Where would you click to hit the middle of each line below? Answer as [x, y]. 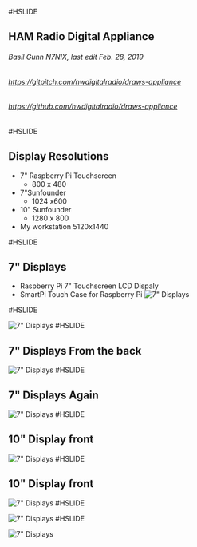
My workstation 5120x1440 [64, 226]
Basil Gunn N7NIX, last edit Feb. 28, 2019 [76, 57]
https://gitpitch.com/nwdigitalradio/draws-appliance [95, 81]
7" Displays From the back [75, 351]
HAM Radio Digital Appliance [81, 36]
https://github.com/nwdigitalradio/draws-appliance [93, 106]
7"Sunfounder [43, 192]
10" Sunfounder [45, 209]
